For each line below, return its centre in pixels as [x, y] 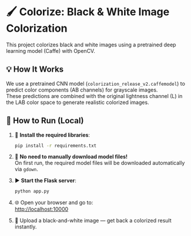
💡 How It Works [35, 70]
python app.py [32, 191]
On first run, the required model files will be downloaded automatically [100, 163]
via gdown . [26, 169]
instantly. [26, 227]
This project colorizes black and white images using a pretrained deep [91, 45]
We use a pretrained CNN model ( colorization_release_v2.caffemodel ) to [95, 83]
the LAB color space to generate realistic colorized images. [78, 102]
